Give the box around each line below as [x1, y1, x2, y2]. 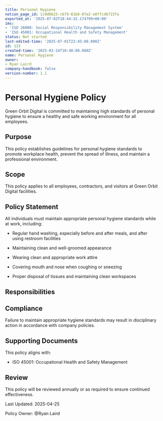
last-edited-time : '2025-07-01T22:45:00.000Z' [5, 39, 102, 44]
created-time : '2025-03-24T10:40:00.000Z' [5, 48, 93, 53]
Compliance [5, 304, 43, 313]
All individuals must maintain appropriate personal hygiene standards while [5, 216, 156, 222]
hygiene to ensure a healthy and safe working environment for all [5, 113, 136, 119]
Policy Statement [5, 203, 59, 211]
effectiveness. [5, 392, 34, 398]
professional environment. [5, 156, 58, 162]
